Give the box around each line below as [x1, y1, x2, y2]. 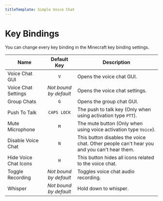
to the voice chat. [77, 160, 117, 167]
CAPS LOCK [48, 110, 71, 115]
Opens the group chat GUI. [77, 98, 138, 105]
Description [102, 59, 130, 66]
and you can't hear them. [77, 146, 134, 153]
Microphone [7, 126, 35, 133]
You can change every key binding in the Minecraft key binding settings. [5, 44, 149, 50]
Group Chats [7, 98, 36, 105]
